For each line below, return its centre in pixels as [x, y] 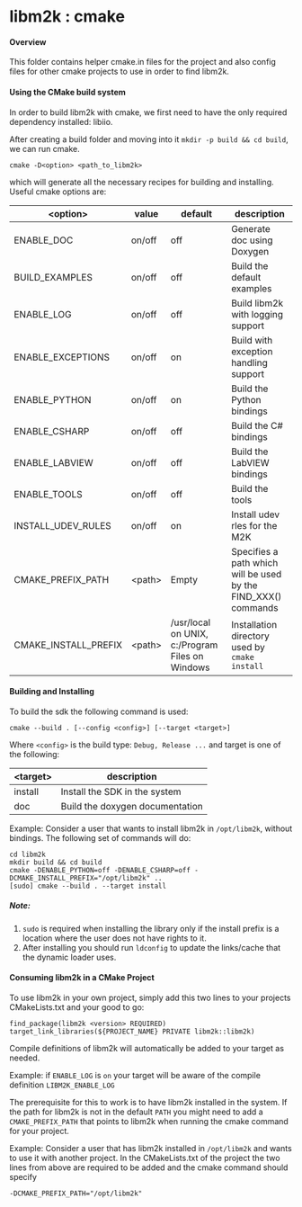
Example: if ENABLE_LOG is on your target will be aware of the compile [135, 1075]
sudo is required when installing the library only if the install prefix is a [151, 928]
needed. [25, 1058]
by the [244, 585]
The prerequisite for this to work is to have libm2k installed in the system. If [148, 1102]
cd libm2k [28, 854]
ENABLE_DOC [44, 240]
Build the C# [257, 425]
